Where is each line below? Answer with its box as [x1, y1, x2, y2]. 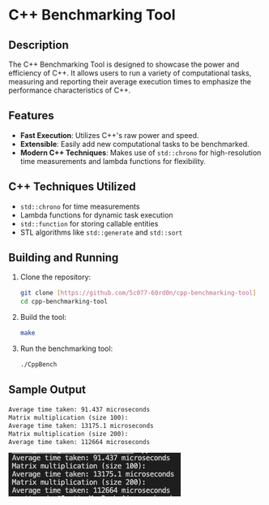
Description [8, 38, 69, 52]
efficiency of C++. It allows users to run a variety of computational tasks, [8, 68, 252, 78]
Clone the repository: [19, 272, 92, 282]
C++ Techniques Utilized [8, 180, 136, 194]
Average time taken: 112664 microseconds [8, 438, 151, 446]
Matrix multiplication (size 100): [8, 413, 129, 421]
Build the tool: [19, 313, 67, 322]
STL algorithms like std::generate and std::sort [19, 227, 183, 237]
